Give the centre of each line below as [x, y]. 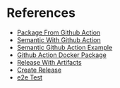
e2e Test [30, 77]
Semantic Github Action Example [65, 47]
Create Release [39, 70]
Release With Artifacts [49, 62]
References [41, 13]
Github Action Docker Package [61, 55]
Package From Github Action [59, 32]
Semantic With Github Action [59, 39]
